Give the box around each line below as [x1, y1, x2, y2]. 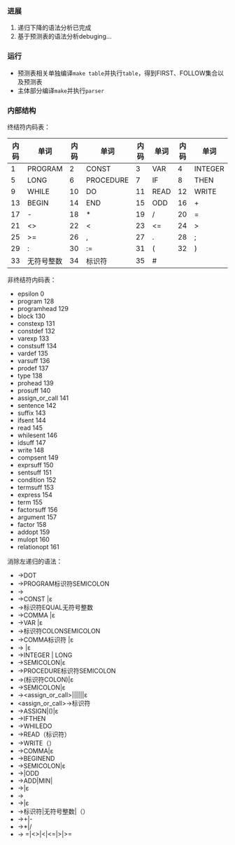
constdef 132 [17, 327, 56, 335]
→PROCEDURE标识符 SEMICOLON [17, 666, 116, 675]
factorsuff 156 [17, 505, 58, 514]
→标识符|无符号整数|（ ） [17, 807, 90, 816]
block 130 [17, 312, 45, 320]
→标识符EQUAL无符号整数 [17, 603, 93, 611]
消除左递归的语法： [7, 557, 63, 565]
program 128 [17, 296, 55, 305]
